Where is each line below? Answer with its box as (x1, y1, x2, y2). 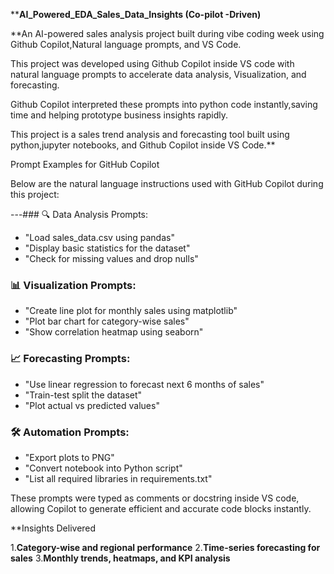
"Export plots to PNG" (24, 451, 115, 463)
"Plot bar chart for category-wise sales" (24, 315, 190, 328)
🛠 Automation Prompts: (10, 425, 130, 439)
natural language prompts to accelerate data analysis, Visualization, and (10, 69, 307, 80)
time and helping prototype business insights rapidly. (10, 109, 229, 121)
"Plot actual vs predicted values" (24, 399, 160, 411)
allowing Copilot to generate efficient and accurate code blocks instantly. (10, 502, 312, 514)
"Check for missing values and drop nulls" (24, 253, 199, 264)
